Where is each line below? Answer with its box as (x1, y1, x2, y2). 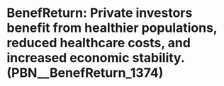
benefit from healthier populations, (6, 20, 218, 36)
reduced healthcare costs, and (6, 35, 191, 51)
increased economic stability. (6, 50, 185, 66)
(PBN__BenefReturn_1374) (6, 65, 164, 81)
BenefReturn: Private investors (6, 5, 193, 21)
